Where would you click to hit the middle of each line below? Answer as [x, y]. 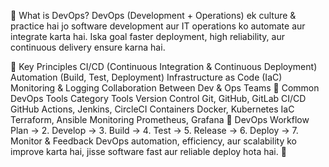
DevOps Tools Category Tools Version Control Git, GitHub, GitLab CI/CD [158, 98]
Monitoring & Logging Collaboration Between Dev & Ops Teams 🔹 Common [165, 88]
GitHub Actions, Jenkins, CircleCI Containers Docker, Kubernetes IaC [152, 109]
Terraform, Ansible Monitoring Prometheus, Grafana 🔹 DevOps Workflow [160, 119]
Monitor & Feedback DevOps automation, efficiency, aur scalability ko [153, 141]
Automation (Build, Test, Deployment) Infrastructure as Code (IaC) [146, 77]
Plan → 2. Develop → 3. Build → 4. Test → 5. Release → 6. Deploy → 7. [154, 130]
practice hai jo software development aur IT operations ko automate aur [158, 26]
